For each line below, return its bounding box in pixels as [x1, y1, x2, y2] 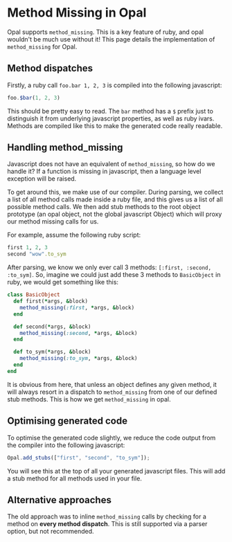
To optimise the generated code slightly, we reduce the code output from [7, 433, 216, 442]
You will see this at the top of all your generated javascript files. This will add [7, 467, 226, 475]
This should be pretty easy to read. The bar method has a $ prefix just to [7, 107, 213, 115]
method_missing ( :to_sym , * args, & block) [19, 355, 138, 362]
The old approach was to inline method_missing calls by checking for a [7, 512, 206, 521]
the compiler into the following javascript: [7, 441, 125, 449]
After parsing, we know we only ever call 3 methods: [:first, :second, [7, 263, 212, 271]
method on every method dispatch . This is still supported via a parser [7, 520, 208, 528]
